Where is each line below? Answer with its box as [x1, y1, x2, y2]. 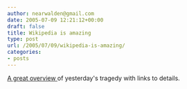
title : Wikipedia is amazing [7, 29, 91, 37]
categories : [7, 49, 42, 56]
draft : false [7, 23, 45, 30]
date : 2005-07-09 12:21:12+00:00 [7, 17, 104, 23]
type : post [7, 36, 39, 43]
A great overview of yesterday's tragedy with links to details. [7, 74, 180, 82]
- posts [7, 55, 30, 62]
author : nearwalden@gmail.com [7, 10, 95, 17]
